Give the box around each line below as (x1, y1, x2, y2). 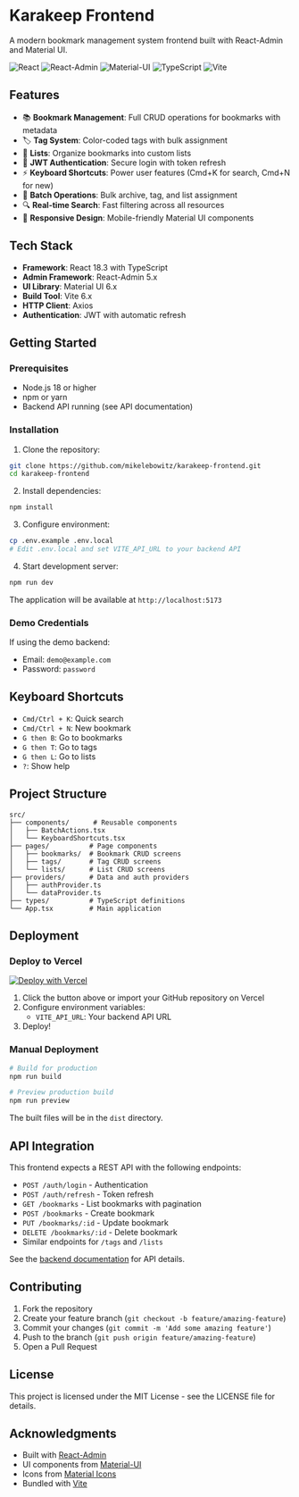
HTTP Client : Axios (21, 300, 94, 311)
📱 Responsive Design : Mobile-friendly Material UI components (21, 212, 254, 223)
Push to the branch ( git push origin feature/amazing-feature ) (21, 1332, 256, 1342)
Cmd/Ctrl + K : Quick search (21, 713, 124, 723)
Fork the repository (21, 1303, 94, 1314)
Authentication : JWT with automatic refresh (21, 309, 187, 320)
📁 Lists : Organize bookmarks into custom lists (21, 147, 192, 158)
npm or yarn (21, 392, 68, 403)
